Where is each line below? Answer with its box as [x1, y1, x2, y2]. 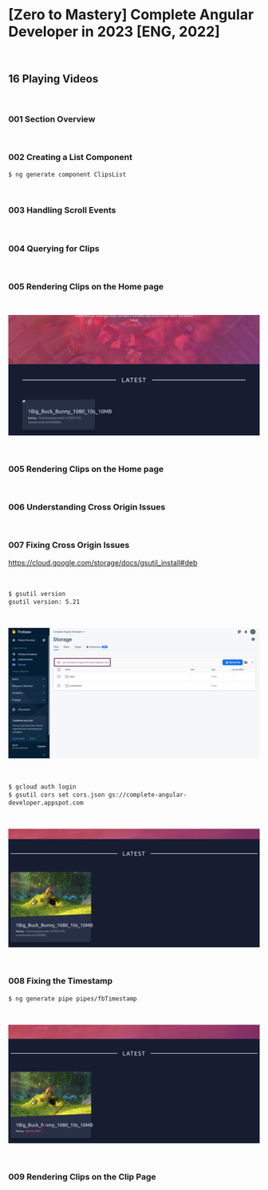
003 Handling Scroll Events [8, 205, 116, 216]
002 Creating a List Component [8, 151, 133, 162]
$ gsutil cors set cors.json [8, 790, 105, 799]
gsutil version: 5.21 [8, 597, 81, 605]
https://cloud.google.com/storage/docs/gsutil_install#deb [8, 557, 198, 567]
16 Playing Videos [8, 72, 99, 86]
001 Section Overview [8, 114, 96, 125]
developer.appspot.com [8, 798, 84, 807]
